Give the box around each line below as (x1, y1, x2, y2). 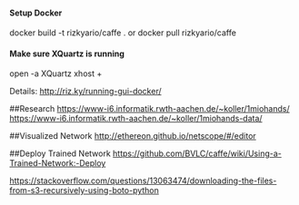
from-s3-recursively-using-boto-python (9, 185, 159, 196)
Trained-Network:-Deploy (9, 158, 106, 169)
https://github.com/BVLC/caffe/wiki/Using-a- (112, 148, 282, 159)
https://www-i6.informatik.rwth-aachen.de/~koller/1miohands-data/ (9, 113, 263, 124)
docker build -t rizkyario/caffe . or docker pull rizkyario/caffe (9, 27, 236, 38)
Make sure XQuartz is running (9, 48, 125, 59)
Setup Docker (9, 7, 63, 18)
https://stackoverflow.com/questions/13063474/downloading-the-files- (9, 175, 277, 186)
